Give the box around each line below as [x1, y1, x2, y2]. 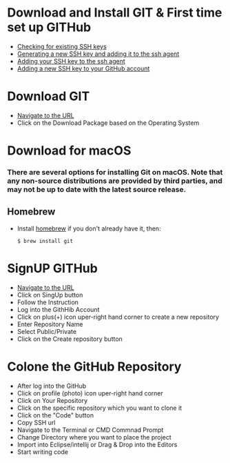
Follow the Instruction [17, 298, 79, 306]
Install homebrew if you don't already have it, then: [17, 224, 161, 233]
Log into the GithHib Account [17, 305, 100, 313]
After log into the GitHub [17, 382, 87, 390]
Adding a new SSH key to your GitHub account [17, 64, 150, 72]
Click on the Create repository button [17, 335, 123, 343]
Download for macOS [7, 143, 132, 159]
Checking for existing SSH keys [17, 42, 107, 50]
